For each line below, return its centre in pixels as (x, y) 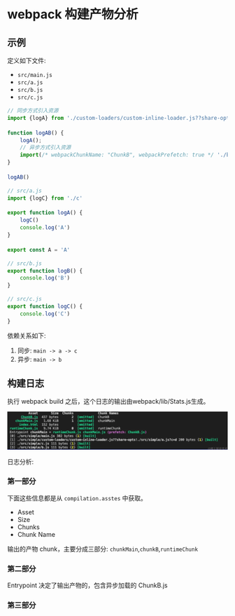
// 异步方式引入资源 (45, 148)
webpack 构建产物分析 (73, 14)
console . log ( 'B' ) (45, 278)
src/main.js (35, 75)
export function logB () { (45, 271)
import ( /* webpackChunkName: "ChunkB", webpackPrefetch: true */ (117, 155)
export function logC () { (45, 306)
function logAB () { (36, 133)
